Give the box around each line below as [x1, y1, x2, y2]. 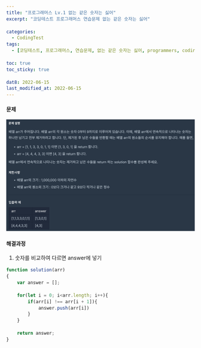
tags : [6, 41, 20, 47]
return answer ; [17, 330, 55, 337]
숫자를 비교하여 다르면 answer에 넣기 [14, 255, 102, 262]
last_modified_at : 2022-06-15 [6, 86, 82, 92]
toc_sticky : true [6, 66, 50, 72]
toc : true [6, 60, 31, 66]
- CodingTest [11, 35, 44, 41]
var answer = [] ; [17, 280, 60, 286]
